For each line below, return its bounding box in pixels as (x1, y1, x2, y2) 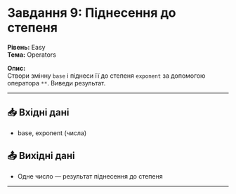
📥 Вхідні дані (7, 106, 70, 118)
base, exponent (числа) (17, 128, 87, 137)
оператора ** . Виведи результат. (7, 78, 106, 87)
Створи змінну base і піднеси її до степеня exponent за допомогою (7, 71, 206, 80)
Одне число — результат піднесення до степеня (17, 172, 163, 180)
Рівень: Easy (7, 43, 46, 51)
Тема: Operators (7, 50, 56, 59)
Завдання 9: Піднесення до (7, 5, 176, 21)
